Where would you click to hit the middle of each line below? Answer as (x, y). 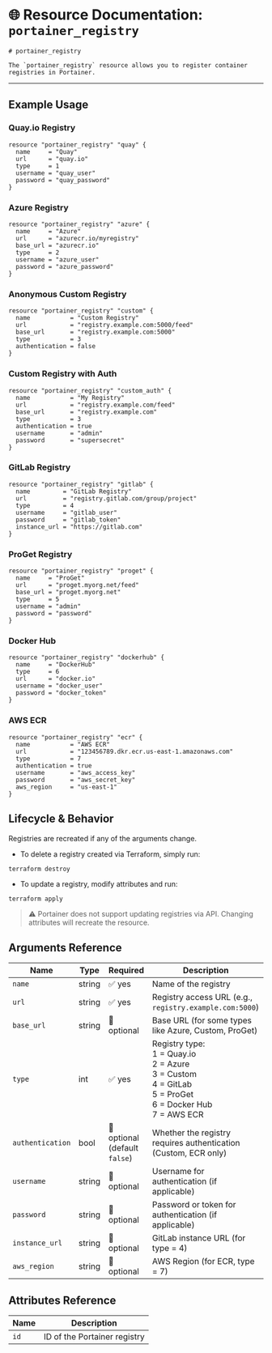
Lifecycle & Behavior (61, 819)
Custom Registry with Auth (63, 374)
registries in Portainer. (52, 72)
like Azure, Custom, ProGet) (205, 1031)
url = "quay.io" (52, 159)
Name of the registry (191, 984)
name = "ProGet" (50, 578)
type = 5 (38, 600)
